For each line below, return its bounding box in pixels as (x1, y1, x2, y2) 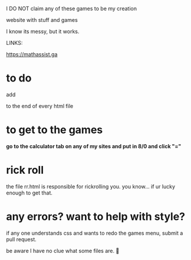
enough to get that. (6, 189, 53, 196)
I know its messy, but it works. (6, 28, 80, 35)
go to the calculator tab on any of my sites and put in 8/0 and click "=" (6, 142, 182, 149)
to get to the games (6, 123, 103, 136)
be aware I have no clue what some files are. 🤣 (6, 247, 120, 254)
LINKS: (6, 40, 23, 46)
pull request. (6, 236, 37, 243)
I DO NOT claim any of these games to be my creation (6, 5, 137, 12)
